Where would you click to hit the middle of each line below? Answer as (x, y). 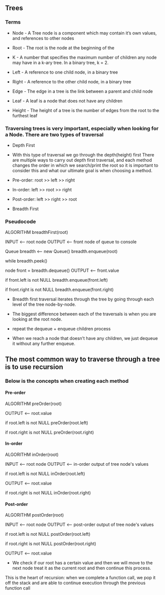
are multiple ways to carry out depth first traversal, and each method (82, 160)
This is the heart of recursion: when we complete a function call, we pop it (81, 578)
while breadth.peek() (26, 261)
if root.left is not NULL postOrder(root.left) (48, 534)
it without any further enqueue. (44, 344)
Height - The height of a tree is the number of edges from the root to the (86, 110)
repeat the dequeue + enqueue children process (61, 329)
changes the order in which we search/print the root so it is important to (85, 165)
